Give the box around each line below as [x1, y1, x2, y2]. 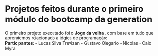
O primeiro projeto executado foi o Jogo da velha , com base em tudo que [5, 30, 154, 36]
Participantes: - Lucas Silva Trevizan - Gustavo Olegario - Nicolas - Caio [5, 40, 152, 46]
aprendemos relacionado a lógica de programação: [5, 35, 108, 41]
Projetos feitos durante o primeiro [5, 3, 144, 15]
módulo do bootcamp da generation [5, 14, 153, 25]
